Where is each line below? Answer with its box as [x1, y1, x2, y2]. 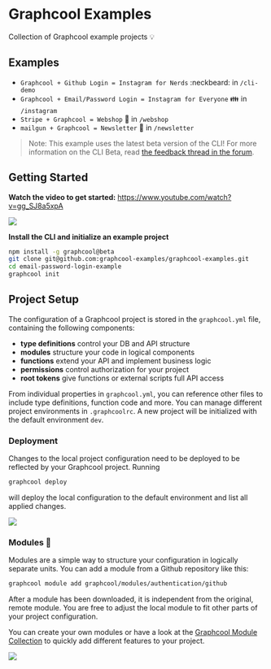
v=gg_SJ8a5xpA [8, 201, 63, 211]
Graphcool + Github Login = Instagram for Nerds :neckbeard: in [20, 77, 238, 87]
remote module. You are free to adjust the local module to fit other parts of [8, 603, 258, 613]
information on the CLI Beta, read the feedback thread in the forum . [28, 147, 255, 157]
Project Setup [8, 293, 80, 306]
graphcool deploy [8, 478, 68, 486]
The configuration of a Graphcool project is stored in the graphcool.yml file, [8, 314, 261, 324]
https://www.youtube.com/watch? [117, 192, 232, 202]
